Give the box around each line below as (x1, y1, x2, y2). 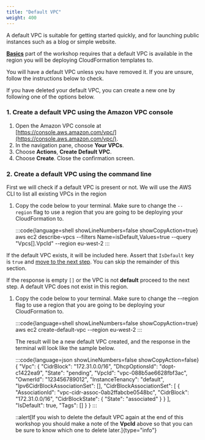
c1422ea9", (15, 369, 44, 376)
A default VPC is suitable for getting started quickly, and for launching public (6, 31, 199, 38)
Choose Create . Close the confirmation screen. (15, 154, 135, 162)
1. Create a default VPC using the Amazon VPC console (6, 108, 173, 117)
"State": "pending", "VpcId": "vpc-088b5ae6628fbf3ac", (45, 369, 188, 376)
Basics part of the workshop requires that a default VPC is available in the (6, 50, 193, 57)
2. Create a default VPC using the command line (6, 169, 152, 178)
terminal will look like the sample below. (15, 345, 115, 352)
